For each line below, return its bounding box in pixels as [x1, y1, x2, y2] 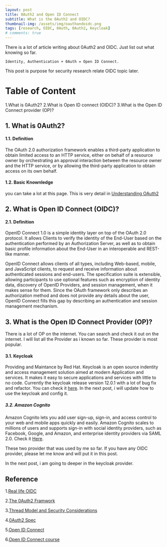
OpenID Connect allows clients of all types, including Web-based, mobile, [5, 261, 157, 267]
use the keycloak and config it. [5, 390, 68, 397]
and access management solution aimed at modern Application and [5, 369, 144, 375]
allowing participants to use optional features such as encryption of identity [5, 276, 161, 282]
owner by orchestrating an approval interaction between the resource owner [5, 157, 162, 163]
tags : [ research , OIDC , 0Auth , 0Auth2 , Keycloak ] [5, 26, 111, 31]
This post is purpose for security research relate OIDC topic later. [5, 68, 139, 74]
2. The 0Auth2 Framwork [5, 498, 55, 504]
